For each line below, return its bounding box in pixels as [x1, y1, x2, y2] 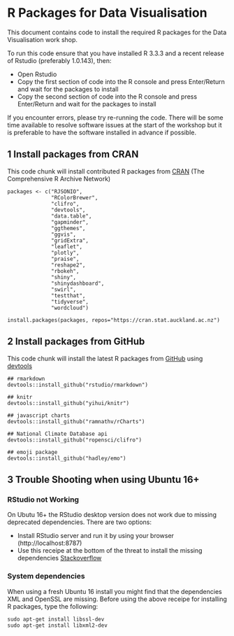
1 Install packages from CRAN [7, 148, 139, 160]
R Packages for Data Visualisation [7, 5, 207, 21]
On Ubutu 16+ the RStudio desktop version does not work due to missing [7, 511, 217, 519]
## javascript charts [7, 411, 71, 419]
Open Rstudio [17, 70, 57, 78]
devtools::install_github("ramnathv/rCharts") [7, 418, 145, 425]
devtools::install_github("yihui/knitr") [7, 400, 130, 407]
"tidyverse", [51, 298, 89, 305]
